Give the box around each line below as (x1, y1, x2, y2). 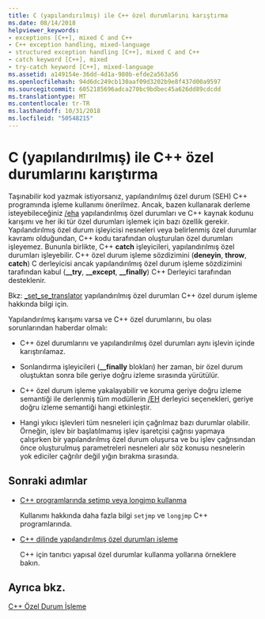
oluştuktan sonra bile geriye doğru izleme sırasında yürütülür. (19, 370, 220, 379)
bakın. (19, 558, 40, 568)
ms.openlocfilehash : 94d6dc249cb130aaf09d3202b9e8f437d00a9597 (8, 77, 221, 85)
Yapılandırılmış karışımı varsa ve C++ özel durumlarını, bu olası (8, 314, 212, 324)
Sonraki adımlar (8, 474, 88, 488)
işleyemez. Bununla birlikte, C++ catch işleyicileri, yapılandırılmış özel (8, 242, 235, 251)
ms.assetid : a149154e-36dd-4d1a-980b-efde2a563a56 (8, 70, 179, 78)
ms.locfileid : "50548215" (8, 115, 93, 123)
